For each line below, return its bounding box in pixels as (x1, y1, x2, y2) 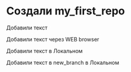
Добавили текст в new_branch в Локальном (6, 59, 120, 66)
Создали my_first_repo (6, 4, 125, 18)
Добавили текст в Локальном (6, 47, 83, 55)
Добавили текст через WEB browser (6, 35, 100, 43)
